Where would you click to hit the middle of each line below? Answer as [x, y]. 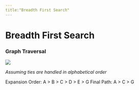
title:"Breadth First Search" [38, 10]
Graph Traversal [26, 51]
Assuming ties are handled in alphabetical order [56, 72]
